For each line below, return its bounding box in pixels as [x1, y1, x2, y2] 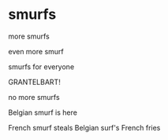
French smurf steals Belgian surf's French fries [8, 123, 161, 132]
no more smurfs [8, 92, 61, 101]
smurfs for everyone [8, 61, 75, 72]
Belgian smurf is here [8, 108, 77, 117]
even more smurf [8, 46, 65, 56]
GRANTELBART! [8, 77, 61, 87]
